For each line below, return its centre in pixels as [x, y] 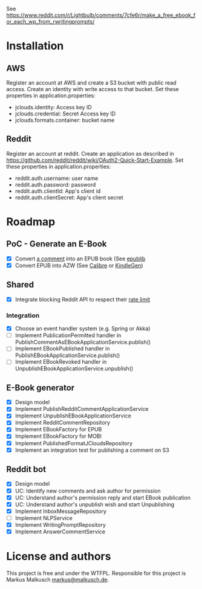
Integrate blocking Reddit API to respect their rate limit [83, 299]
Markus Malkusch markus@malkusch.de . [58, 579]
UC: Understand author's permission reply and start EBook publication [103, 497]
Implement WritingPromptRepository [60, 524]
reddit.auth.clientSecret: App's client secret [69, 197]
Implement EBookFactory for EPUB [58, 430]
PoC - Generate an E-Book [57, 244]
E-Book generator [41, 388]
